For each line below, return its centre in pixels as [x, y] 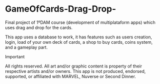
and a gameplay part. [26, 47]
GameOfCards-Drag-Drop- [60, 9]
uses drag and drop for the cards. [39, 27]
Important [15, 56]
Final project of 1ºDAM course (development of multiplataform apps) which [80, 22]
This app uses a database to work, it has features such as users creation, [79, 37]
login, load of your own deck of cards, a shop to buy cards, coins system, [79, 42]
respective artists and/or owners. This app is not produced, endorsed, [75, 71]
